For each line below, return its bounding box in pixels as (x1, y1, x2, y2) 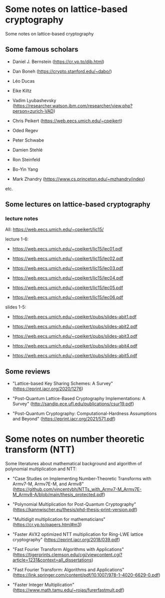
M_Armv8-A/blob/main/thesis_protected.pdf (12, 492, 104, 498)
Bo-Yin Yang (12, 166, 38, 172)
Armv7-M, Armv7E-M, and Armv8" (12, 481, 84, 487)
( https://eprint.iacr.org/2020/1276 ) (12, 386, 83, 392)
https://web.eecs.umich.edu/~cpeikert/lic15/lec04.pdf (12, 275, 123, 281)
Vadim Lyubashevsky (12, 97, 56, 103)
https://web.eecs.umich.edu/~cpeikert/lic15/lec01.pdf (12, 246, 122, 252)
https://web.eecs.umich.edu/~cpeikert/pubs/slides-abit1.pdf (12, 314, 136, 320)
